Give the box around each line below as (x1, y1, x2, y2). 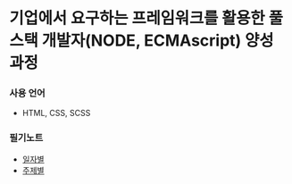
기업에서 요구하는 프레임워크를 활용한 (9, 8, 265, 29)
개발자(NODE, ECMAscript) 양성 (41, 30, 274, 51)
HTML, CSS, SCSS (21, 108, 91, 119)
